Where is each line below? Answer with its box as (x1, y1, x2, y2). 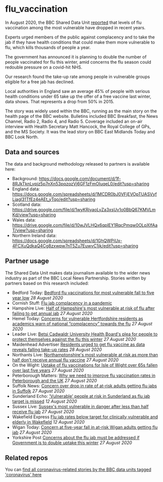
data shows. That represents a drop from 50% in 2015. (5, 98, 114, 104)
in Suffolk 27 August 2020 (12, 388, 65, 394)
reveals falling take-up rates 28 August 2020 (12, 347, 102, 352)
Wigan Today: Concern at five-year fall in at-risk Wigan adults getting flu (12, 424, 158, 430)
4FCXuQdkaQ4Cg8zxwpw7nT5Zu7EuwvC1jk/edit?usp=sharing (12, 242, 139, 249)
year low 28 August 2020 (12, 295, 63, 300)
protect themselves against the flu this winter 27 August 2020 (12, 336, 136, 342)
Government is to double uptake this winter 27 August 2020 (12, 440, 132, 445)
